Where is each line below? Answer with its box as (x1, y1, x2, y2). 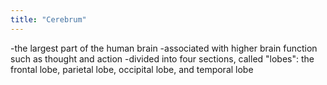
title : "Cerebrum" (10, 14, 87, 25)
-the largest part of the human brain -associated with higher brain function (10, 42, 318, 54)
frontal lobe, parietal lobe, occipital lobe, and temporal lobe (10, 63, 254, 75)
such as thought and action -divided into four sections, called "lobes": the (10, 52, 315, 65)
